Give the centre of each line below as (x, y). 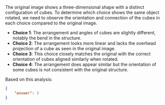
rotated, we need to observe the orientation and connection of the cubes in (82, 18)
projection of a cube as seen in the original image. (64, 49)
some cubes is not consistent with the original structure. (70, 70)
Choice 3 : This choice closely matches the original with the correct (81, 54)
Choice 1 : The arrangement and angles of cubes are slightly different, (84, 33)
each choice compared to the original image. (51, 23)
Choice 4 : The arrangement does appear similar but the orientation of (84, 64)
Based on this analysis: (29, 79)
